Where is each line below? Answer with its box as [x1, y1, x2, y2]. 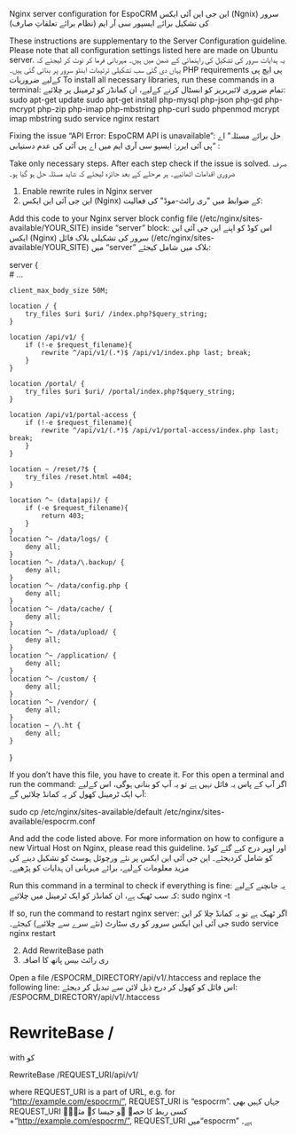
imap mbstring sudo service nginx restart [9, 114, 160, 123]
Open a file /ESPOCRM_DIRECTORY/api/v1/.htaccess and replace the [9, 973, 261, 982]
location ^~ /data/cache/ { [9, 604, 113, 613]
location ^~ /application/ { [9, 651, 117, 660]
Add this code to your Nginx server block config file [9, 213, 198, 224]
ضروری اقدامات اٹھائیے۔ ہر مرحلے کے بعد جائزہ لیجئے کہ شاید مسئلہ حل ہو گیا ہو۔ [9, 169, 236, 178]
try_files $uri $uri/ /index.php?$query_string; [25, 310, 208, 319]
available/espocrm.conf [9, 816, 96, 826]
